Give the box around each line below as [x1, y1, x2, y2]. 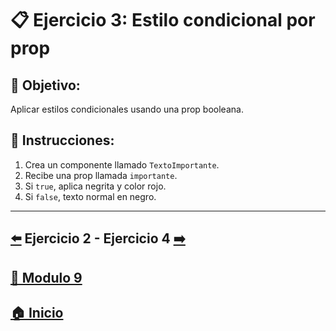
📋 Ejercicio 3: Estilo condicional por [10, 9, 316, 32]
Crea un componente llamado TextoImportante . [24, 158, 220, 171]
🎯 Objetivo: [10, 77, 81, 94]
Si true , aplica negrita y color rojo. [24, 180, 167, 192]
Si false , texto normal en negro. [24, 190, 157, 202]
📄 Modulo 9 [10, 269, 83, 286]
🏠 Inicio [10, 304, 64, 321]
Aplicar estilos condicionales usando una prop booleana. [10, 103, 244, 115]
